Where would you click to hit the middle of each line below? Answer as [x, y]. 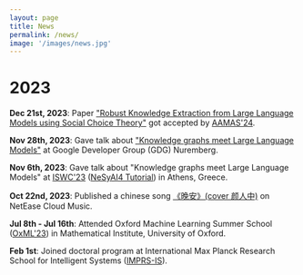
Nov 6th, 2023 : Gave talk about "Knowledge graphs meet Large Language [149, 168]
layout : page [34, 18]
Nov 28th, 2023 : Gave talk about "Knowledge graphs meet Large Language [151, 141]
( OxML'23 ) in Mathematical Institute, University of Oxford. [118, 233]
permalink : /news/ [44, 34]
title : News [32, 26]
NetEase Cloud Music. [51, 206]
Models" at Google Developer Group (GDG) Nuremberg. [114, 150]
